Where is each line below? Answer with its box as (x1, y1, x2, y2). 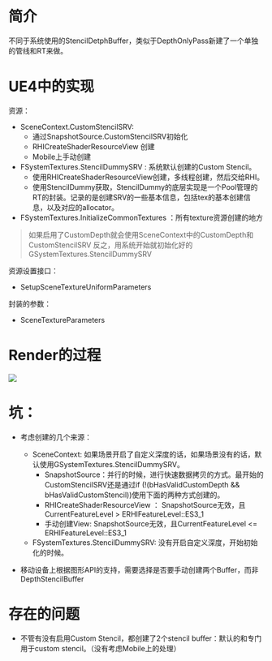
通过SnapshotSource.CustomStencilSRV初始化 (32, 131, 188, 141)
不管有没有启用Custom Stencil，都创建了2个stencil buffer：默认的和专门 (19, 633, 262, 643)
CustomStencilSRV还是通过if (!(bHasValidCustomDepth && (44, 479, 240, 489)
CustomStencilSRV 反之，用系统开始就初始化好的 (28, 240, 193, 250)
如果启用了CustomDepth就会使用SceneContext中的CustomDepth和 (28, 230, 254, 239)
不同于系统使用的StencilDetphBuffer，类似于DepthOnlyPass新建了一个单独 (8, 36, 259, 45)
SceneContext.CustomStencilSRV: (19, 122, 134, 131)
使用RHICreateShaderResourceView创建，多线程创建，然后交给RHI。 (32, 172, 265, 182)
